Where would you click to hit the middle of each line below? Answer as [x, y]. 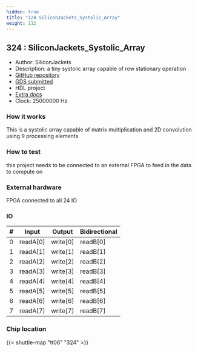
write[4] [63, 281]
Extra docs [28, 95]
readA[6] [32, 301]
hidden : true [23, 12]
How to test [24, 152]
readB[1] [93, 252]
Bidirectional [98, 232]
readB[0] [93, 242]
